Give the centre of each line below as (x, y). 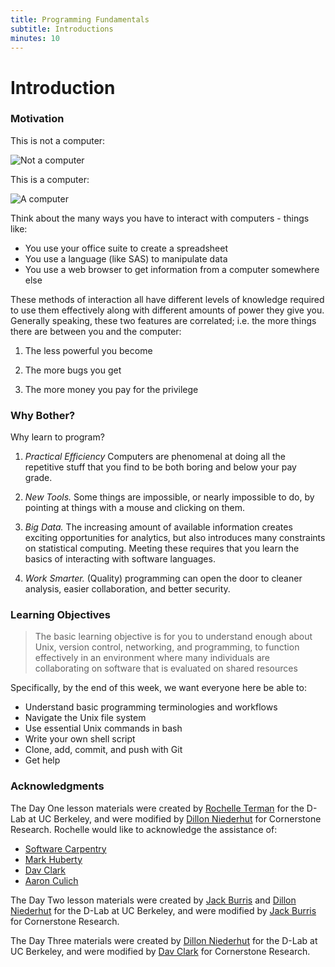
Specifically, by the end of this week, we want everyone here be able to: (158, 688)
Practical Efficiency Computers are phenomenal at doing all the (155, 457)
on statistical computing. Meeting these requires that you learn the (162, 548)
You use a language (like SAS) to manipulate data (126, 258)
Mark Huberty (53, 859)
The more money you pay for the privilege (111, 389)
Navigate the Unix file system (85, 718)
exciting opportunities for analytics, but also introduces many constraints (175, 538)
